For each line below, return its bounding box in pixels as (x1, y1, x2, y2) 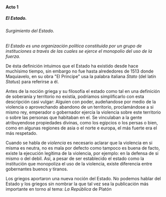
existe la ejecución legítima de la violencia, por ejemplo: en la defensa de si (5, 151, 159, 157)
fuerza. (5, 53, 20, 59)
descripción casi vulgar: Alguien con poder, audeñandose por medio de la (5, 99, 156, 105)
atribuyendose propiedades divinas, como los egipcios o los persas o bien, (5, 120, 158, 126)
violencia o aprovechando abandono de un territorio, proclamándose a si (5, 104, 154, 110)
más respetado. (5, 130, 38, 136)
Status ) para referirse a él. (5, 79, 59, 85)
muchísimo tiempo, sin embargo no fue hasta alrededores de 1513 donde (5, 68, 154, 74)
